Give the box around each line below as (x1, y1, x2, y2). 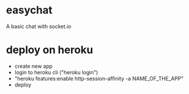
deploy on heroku (6, 43, 93, 57)
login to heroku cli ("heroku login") (14, 68, 99, 76)
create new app (14, 62, 53, 69)
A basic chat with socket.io (6, 23, 72, 30)
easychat (6, 4, 53, 17)
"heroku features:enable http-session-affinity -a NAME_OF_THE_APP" (14, 75, 184, 82)
